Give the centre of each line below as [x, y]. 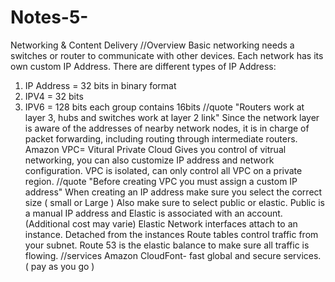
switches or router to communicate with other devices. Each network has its [167, 55]
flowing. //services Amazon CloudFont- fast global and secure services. [173, 255]
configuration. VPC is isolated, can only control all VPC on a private [163, 170]
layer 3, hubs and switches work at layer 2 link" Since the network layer [172, 117]
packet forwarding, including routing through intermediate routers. [161, 138]
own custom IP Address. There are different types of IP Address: [143, 66]
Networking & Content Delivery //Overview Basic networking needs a [152, 45]
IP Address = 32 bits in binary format [100, 85]
